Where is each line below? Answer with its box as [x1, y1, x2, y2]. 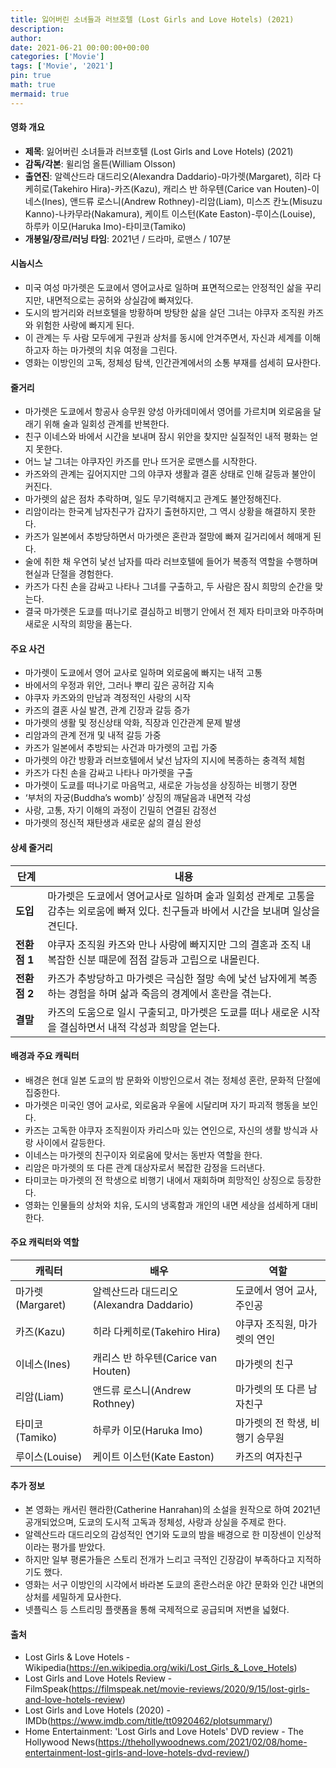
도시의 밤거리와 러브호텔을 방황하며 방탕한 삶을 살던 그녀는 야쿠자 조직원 [24, 307, 306, 319]
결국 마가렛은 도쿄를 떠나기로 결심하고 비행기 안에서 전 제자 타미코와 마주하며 [24, 606, 325, 618]
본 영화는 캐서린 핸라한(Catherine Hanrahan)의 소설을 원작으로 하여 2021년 [24, 1504, 322, 1516]
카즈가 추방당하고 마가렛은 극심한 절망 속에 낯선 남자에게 [47, 971, 297, 985]
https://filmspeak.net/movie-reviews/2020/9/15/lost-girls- [71, 1683, 310, 1695]
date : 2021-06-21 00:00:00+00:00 [10, 42, 150, 53]
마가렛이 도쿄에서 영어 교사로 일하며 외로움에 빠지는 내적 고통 [24, 667, 263, 679]
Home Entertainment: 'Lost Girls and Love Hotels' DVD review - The [24, 1726, 304, 1738]
